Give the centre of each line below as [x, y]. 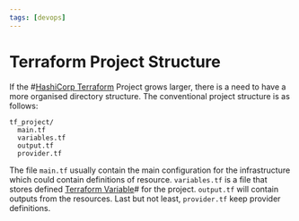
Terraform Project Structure [115, 61]
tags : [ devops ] [38, 17]
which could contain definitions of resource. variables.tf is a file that [138, 179]
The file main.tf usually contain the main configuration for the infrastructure [150, 170]
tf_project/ [31, 122]
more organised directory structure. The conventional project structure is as [149, 96]
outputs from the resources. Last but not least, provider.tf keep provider [145, 199]
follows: [24, 106]
